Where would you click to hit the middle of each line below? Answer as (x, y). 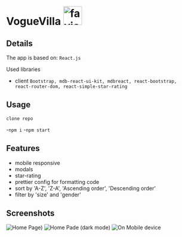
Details (19, 43)
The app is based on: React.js (44, 58)
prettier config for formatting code (57, 181)
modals (24, 169)
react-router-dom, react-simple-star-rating (71, 87)
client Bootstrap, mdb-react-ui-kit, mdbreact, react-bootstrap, (96, 81)
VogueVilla (34, 21)
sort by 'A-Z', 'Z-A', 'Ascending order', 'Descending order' (85, 188)
